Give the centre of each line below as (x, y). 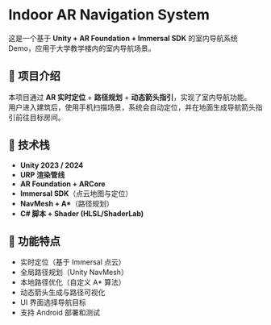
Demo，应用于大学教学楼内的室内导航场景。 (82, 48)
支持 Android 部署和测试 (60, 313)
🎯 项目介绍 (34, 76)
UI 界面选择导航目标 (53, 302)
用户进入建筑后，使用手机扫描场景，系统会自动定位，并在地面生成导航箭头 (132, 107)
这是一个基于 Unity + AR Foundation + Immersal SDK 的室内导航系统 (123, 38)
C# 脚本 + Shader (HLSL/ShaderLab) (82, 213)
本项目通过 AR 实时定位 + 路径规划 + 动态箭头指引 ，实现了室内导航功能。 (130, 97)
